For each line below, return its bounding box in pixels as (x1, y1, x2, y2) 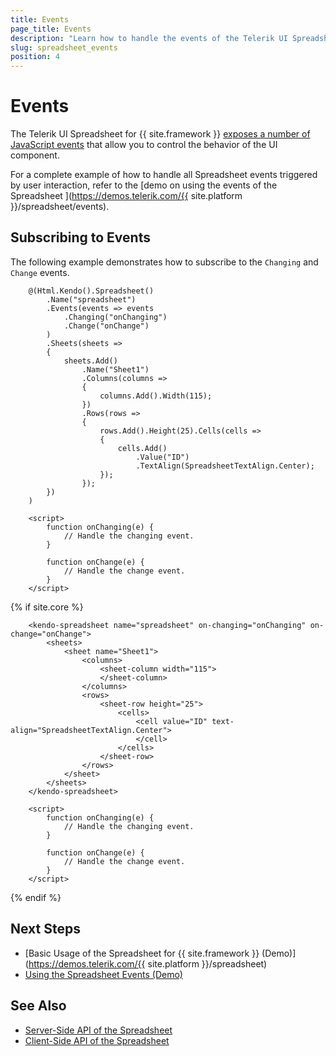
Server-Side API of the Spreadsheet (24, 1024, 173, 1036)
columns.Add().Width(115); (99, 391, 213, 401)
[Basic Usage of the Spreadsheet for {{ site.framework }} (24, 947, 260, 959)
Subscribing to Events (10, 229, 151, 246)
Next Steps (10, 921, 81, 938)
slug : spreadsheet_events (10, 42, 118, 53)
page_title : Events (10, 24, 92, 34)
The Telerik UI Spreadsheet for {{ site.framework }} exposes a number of (10, 128, 311, 140)
